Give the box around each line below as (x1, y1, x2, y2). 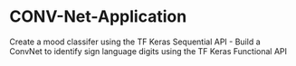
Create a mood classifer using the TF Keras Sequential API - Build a (9, 36, 261, 47)
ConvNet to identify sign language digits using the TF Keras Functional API (9, 45, 288, 56)
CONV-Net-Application (9, 6, 187, 27)
